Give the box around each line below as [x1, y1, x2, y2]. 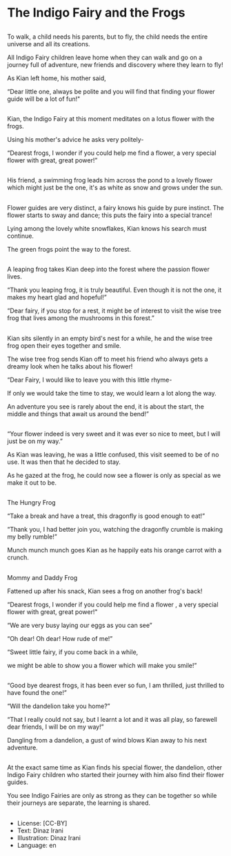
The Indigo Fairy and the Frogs [7, 5, 185, 21]
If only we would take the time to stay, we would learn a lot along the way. [7, 389, 217, 397]
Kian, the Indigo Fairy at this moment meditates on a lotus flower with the [7, 114, 215, 122]
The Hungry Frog [7, 499, 57, 507]
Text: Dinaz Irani [17, 826, 63, 835]
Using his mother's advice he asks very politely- [7, 135, 144, 143]
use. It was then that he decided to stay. [7, 458, 121, 466]
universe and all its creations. [7, 39, 91, 48]
